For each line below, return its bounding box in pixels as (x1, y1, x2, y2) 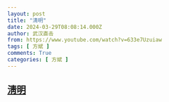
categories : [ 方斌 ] (7, 56, 69, 63)
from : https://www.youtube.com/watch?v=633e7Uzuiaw (7, 37, 162, 44)
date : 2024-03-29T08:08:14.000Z (7, 23, 102, 30)
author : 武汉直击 (7, 30, 54, 37)
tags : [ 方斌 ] (7, 43, 50, 50)
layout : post (7, 10, 46, 18)
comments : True (7, 50, 52, 57)
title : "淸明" (7, 17, 47, 24)
